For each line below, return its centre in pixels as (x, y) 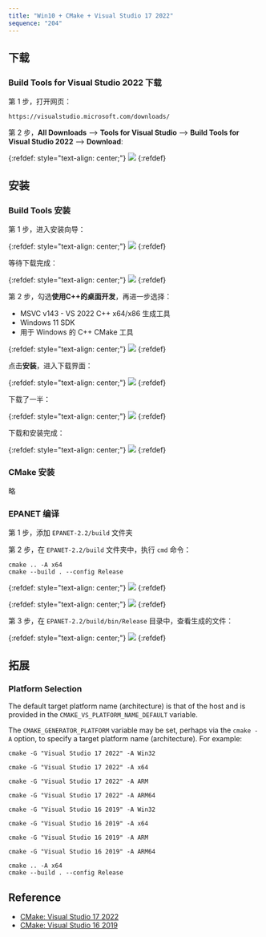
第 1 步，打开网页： (40, 102)
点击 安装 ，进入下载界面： (50, 365)
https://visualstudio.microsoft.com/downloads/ (89, 117)
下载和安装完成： (36, 432)
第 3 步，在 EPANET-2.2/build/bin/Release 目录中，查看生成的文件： (121, 621)
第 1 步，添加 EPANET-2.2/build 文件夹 (71, 533)
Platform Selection (45, 688)
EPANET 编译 (34, 514)
